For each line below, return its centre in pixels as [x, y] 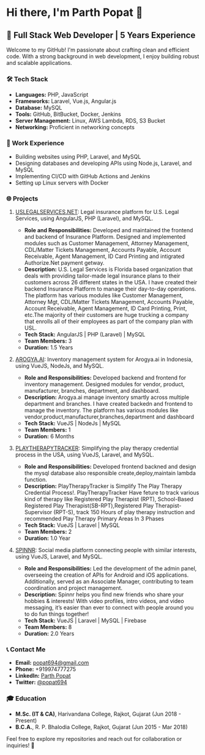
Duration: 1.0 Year [47, 538]
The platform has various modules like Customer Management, [104, 295]
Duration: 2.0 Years [49, 633]
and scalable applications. [39, 63]
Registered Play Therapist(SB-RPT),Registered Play [89, 506]
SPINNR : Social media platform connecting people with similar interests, [106, 550]
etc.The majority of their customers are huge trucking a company [106, 314]
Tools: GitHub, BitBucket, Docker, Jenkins [68, 114]
